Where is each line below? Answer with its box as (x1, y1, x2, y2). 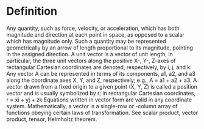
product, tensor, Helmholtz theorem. (6, 115, 97, 123)
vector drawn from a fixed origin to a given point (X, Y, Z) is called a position (6, 83, 198, 90)
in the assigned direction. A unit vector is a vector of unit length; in (6, 50, 174, 57)
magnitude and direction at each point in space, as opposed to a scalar (6, 31, 185, 38)
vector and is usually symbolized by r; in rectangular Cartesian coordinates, (6, 89, 196, 97)
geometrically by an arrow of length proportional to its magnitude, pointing (6, 44, 194, 51)
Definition (6, 4, 58, 18)
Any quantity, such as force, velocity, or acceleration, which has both (6, 24, 180, 32)
